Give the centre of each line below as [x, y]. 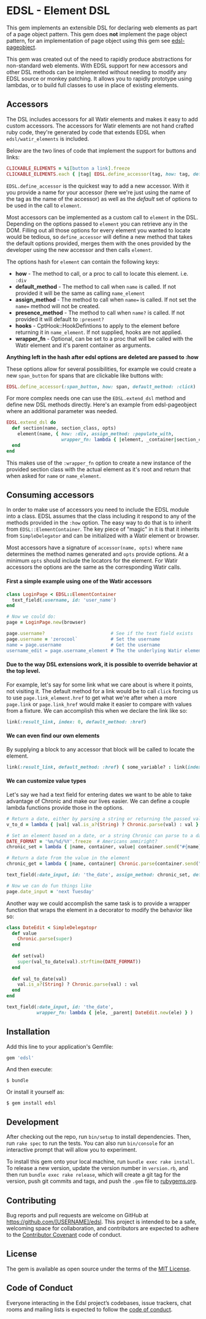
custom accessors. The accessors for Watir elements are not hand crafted [100, 126]
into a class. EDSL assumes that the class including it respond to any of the [101, 516]
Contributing [31, 1200]
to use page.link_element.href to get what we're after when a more [92, 698]
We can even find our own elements [53, 736]
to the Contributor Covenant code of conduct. [64, 1235]
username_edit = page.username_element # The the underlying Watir [94, 650]
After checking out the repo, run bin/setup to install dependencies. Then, [99, 1137]
